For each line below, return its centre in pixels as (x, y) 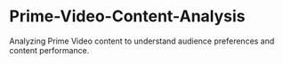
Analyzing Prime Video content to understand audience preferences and (142, 41)
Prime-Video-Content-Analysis (128, 16)
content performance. (49, 50)
